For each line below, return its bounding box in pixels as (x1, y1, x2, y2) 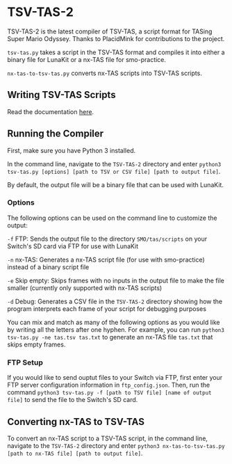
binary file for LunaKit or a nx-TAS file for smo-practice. (7, 55, 167, 63)
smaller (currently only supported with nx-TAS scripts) (7, 283, 163, 292)
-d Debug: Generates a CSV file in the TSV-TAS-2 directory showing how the (7, 297, 223, 305)
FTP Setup (7, 358, 43, 367)
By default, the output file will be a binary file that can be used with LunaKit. (7, 180, 224, 189)
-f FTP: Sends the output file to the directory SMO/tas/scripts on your (7, 234, 207, 243)
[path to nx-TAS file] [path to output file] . (7, 449, 143, 457)
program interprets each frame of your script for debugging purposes (7, 304, 207, 313)
